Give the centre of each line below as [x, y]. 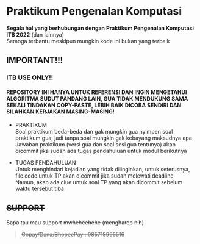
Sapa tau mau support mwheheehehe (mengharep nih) [75, 223]
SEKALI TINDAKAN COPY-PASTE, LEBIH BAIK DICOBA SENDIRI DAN [94, 105]
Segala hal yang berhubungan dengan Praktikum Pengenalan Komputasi [100, 28]
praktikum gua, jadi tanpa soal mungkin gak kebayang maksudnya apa [103, 138]
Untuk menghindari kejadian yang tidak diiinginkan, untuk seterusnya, [102, 170]
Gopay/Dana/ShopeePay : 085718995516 [73, 235]
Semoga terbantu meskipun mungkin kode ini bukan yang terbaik [88, 41]
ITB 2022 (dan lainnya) [35, 34]
